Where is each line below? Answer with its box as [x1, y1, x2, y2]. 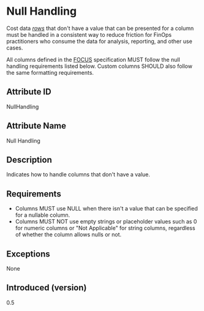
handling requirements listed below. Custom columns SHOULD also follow [6, 62, 193, 70]
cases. [6, 44, 23, 51]
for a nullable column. [15, 211, 70, 219]
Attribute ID [6, 87, 51, 97]
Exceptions [6, 249, 50, 259]
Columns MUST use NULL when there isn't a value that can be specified [15, 205, 198, 212]
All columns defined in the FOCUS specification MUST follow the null [6, 56, 181, 63]
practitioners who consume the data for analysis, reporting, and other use [6, 37, 193, 45]
